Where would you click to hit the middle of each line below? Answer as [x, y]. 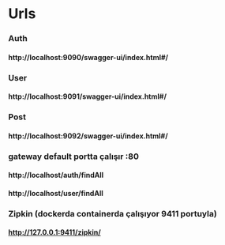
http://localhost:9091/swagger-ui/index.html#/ [88, 96]
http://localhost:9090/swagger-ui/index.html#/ [88, 57]
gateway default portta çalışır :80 [74, 156]
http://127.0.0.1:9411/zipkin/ [54, 232]
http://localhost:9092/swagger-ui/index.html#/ [88, 136]
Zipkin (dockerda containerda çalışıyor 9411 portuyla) [112, 213]
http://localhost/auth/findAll [56, 175]
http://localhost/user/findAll [56, 193]
